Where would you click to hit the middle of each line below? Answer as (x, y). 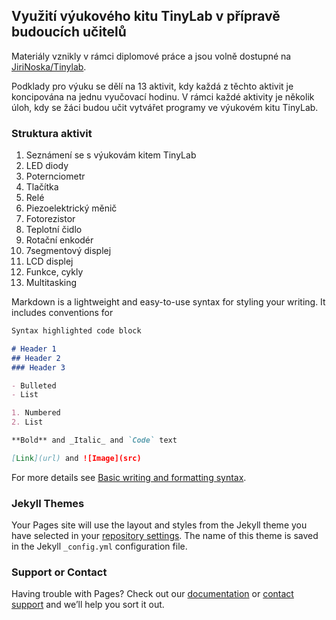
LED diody (47, 166)
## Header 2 (36, 358)
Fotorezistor (50, 219)
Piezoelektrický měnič (71, 208)
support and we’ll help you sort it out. (88, 605)
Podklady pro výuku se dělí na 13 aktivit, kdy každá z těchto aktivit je (152, 86)
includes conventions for (62, 313)
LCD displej (49, 261)
